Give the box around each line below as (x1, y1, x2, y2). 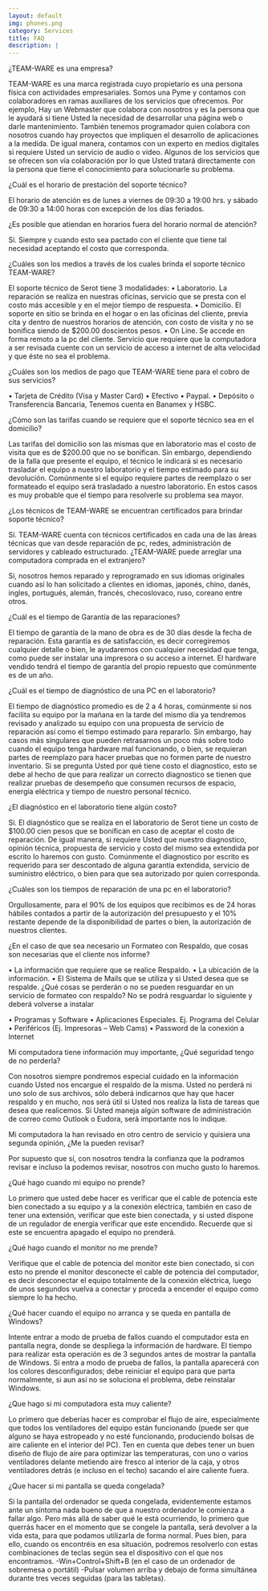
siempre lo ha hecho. (8, 1293, 78, 1302)
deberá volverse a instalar (8, 1000, 95, 1009)
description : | (8, 42, 59, 50)
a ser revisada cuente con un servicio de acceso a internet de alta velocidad (8, 343, 261, 353)
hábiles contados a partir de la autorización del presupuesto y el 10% (8, 908, 237, 919)
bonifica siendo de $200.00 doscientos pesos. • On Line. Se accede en (8, 326, 245, 335)
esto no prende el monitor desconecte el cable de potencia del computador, (8, 1267, 259, 1276)
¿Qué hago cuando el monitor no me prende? (8, 1243, 158, 1252)
